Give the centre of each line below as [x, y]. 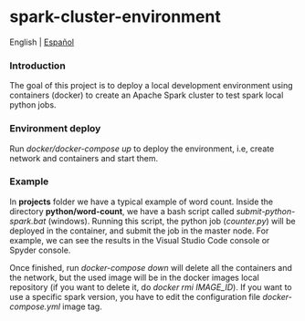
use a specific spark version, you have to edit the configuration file [135, 296]
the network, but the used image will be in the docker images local [135, 277]
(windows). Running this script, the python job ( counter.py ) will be [172, 221]
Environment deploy [55, 129]
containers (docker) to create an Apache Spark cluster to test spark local [147, 95]
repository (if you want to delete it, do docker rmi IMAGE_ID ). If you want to [151, 287]
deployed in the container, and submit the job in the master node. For [139, 231]
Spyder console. [40, 250]
